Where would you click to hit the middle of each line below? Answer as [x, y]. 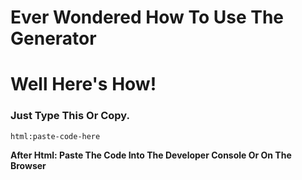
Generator [53, 38]
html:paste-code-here [55, 136]
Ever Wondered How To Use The [147, 17]
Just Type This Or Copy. [70, 116]
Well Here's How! [83, 84]
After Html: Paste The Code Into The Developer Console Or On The [151, 155]
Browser [28, 165]
